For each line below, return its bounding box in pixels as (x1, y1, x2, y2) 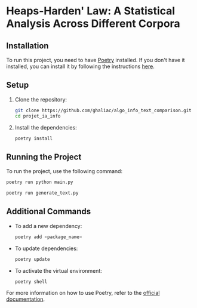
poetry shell (14, 279, 48, 285)
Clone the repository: (14, 96, 67, 103)
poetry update (14, 256, 50, 262)
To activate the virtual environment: (14, 267, 103, 274)
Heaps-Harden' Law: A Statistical (6, 4, 176, 18)
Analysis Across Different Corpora (6, 17, 180, 30)
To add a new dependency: (14, 222, 82, 229)
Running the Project (6, 152, 82, 162)
